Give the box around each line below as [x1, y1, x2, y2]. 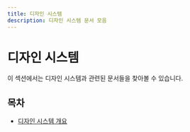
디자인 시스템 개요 [17, 117, 67, 126]
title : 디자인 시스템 [7, 10, 62, 18]
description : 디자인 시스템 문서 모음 [7, 17, 107, 24]
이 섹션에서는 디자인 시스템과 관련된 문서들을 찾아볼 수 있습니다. [7, 74, 184, 83]
